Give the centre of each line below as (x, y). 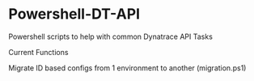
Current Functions (38, 52)
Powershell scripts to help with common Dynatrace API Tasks (110, 36)
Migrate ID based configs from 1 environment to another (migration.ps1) (127, 68)
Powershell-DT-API (74, 14)
